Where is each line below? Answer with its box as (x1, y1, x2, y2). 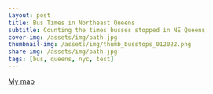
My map (8, 76, 35, 86)
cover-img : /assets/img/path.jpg (8, 33, 118, 42)
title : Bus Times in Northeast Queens (8, 19, 135, 27)
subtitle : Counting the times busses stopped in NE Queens (8, 26, 206, 34)
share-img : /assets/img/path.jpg (8, 48, 118, 56)
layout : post (8, 11, 51, 20)
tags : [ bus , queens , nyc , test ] (8, 56, 114, 63)
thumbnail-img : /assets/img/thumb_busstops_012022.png (8, 41, 192, 49)
